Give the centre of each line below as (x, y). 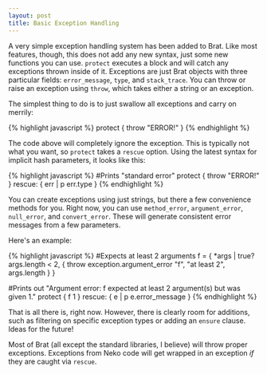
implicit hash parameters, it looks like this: (77, 159)
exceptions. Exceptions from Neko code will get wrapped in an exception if (131, 352)
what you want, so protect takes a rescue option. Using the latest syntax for (133, 152)
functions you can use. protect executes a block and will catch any (118, 63)
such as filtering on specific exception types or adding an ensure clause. (127, 321)
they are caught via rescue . (53, 361)
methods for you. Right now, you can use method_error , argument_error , (126, 207)
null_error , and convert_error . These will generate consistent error (120, 216)
